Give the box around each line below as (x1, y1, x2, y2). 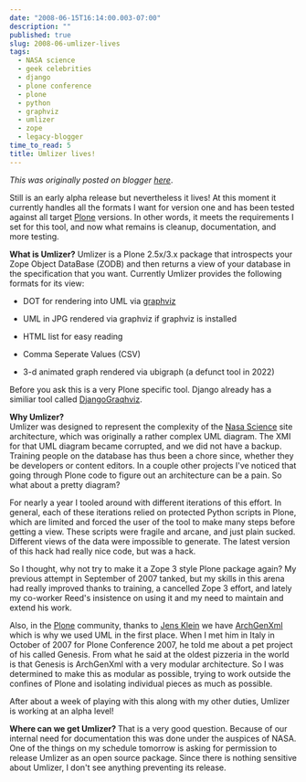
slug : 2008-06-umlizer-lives (9, 38, 121, 48)
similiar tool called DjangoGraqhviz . (9, 394, 143, 405)
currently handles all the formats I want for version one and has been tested (9, 202, 295, 213)
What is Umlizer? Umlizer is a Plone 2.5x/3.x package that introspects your (9, 248, 293, 259)
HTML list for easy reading (22, 331, 123, 342)
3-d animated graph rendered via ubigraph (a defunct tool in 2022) (22, 366, 275, 377)
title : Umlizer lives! (9, 149, 96, 158)
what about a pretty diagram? (9, 479, 121, 490)
